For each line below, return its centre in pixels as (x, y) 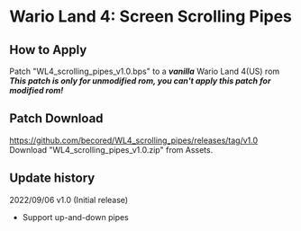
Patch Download (56, 119)
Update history (52, 178)
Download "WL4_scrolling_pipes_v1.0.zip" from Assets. (111, 149)
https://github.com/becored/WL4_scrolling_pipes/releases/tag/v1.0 (134, 140)
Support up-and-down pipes (75, 217)
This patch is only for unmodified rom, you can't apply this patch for (140, 81)
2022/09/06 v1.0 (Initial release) (69, 200)
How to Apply (48, 50)
